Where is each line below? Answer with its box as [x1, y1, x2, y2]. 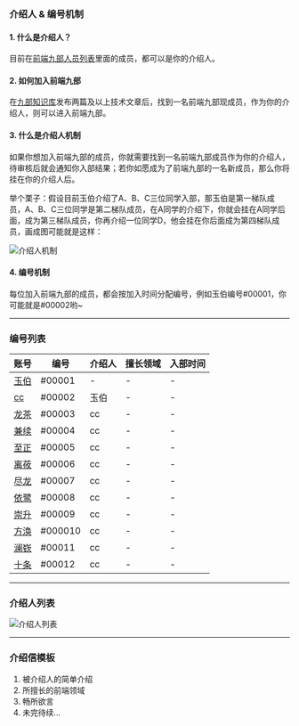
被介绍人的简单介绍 [21, 673, 93, 684]
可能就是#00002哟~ [9, 299, 83, 310]
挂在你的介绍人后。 [9, 174, 80, 184]
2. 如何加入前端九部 [9, 75, 82, 86]
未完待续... [21, 706, 61, 718]
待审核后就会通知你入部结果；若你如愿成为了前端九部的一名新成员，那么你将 [9, 162, 290, 173]
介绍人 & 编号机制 [9, 7, 85, 20]
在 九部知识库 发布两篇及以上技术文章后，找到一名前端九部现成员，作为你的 [9, 96, 282, 108]
